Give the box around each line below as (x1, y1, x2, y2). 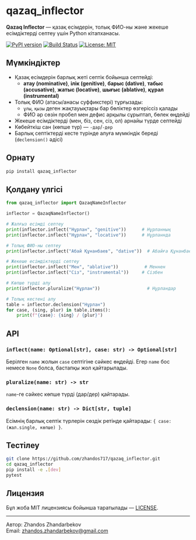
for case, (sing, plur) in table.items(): (6, 307, 111, 313)
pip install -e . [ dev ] (6, 467, 61, 473)
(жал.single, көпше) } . (6, 423, 63, 430)
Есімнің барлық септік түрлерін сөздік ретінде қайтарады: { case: (6, 417, 172, 424)
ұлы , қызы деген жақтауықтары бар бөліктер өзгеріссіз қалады (23, 104, 178, 112)
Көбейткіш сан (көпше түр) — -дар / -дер (14, 123, 113, 130)
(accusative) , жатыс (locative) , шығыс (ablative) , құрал (23, 86, 164, 93)
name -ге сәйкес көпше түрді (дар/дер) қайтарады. (6, 391, 130, 398)
